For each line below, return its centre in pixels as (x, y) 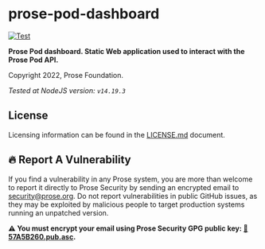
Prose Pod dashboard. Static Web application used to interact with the (127, 51)
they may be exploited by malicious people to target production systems (127, 204)
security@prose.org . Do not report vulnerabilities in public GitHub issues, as (133, 196)
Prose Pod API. (33, 60)
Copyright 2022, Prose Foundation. (66, 75)
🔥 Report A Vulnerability (70, 160)
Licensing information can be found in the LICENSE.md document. (117, 134)
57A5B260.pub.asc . (42, 236)
